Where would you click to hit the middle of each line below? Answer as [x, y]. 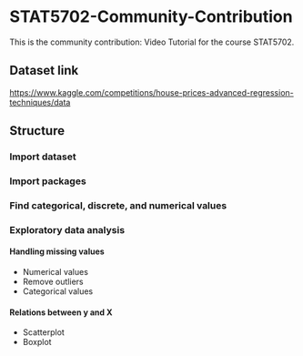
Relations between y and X [61, 312]
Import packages [48, 181]
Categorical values [58, 291]
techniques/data [40, 102]
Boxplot [37, 342]
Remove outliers [53, 282]
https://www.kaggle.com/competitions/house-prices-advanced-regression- [151, 92]
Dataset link [44, 71]
